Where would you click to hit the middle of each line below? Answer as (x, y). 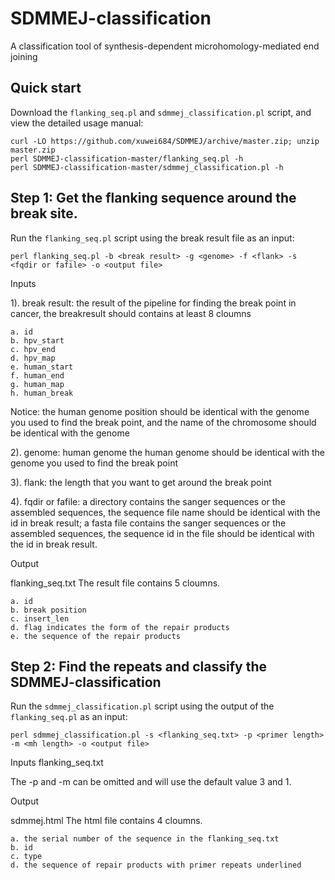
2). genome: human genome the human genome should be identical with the (167, 452)
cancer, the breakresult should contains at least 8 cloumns (131, 313)
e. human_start (42, 367)
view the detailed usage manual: (77, 123)
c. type (26, 857)
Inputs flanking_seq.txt (57, 763)
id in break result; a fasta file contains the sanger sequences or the (148, 523)
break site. (44, 213)
